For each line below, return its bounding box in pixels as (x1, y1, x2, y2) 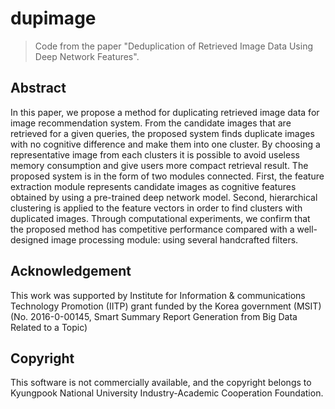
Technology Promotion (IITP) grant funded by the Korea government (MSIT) (10, 300, 322, 312)
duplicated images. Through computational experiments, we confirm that (10, 212, 311, 224)
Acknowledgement (10, 263, 132, 280)
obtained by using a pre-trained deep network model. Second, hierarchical (10, 191, 318, 203)
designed (10, 233, 50, 246)
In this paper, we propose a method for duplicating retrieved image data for (10, 106, 320, 118)
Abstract (10, 80, 67, 97)
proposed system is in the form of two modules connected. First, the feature (10, 170, 325, 182)
